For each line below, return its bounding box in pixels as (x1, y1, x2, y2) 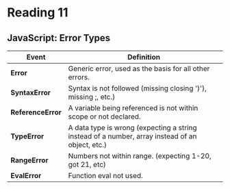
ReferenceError (10, 108, 62, 117)
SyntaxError (10, 88, 51, 97)
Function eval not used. (68, 171, 144, 180)
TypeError (10, 131, 44, 141)
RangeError (10, 155, 49, 165)
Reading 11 (7, 5, 68, 21)
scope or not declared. (68, 112, 142, 121)
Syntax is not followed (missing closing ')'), (68, 84, 207, 93)
